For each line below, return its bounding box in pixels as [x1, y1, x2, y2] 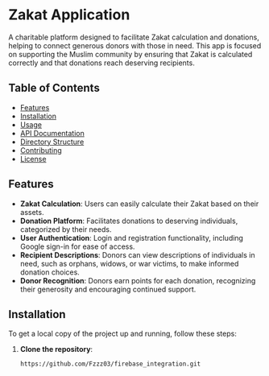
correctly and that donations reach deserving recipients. [8, 58, 195, 68]
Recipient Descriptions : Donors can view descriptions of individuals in [19, 250, 255, 259]
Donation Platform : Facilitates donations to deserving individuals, [19, 216, 238, 225]
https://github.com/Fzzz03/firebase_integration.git [19, 360, 201, 368]
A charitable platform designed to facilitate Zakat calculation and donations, [8, 32, 259, 42]
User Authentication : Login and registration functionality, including [19, 233, 244, 242]
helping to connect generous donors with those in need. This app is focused [8, 40, 262, 50]
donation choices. [19, 267, 81, 277]
